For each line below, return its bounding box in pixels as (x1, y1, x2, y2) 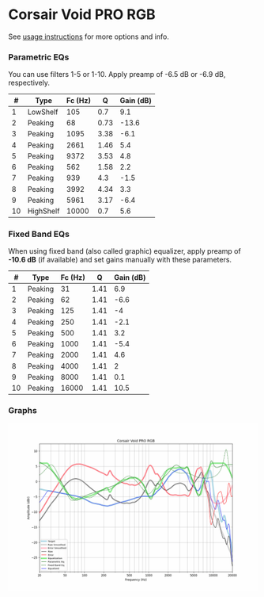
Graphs (8, 405, 37, 416)
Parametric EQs (8, 52, 70, 63)
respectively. (8, 78, 50, 88)
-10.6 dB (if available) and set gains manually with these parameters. (8, 255, 232, 265)
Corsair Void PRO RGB (8, 6, 156, 24)
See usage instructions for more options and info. (8, 32, 170, 41)
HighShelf (27, 206, 60, 216)
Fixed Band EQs (8, 228, 70, 239)
